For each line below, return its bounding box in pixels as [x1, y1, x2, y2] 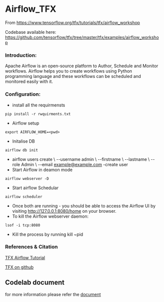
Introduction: [5, 51, 37, 58]
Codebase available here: [5, 29, 57, 35]
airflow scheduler [5, 194, 42, 199]
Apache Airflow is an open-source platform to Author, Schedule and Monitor [5, 63, 159, 69]
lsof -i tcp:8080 [5, 223, 41, 227]
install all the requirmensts [12, 102, 65, 108]
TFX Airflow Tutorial [5, 254, 45, 260]
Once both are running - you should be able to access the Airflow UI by [12, 202, 156, 209]
